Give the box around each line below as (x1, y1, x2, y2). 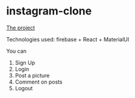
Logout (14, 84, 33, 91)
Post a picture (14, 72, 50, 79)
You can (6, 47, 27, 55)
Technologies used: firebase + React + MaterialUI (6, 35, 130, 43)
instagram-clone (6, 4, 92, 18)
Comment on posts (14, 78, 63, 85)
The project (6, 24, 35, 31)
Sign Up (14, 59, 35, 66)
